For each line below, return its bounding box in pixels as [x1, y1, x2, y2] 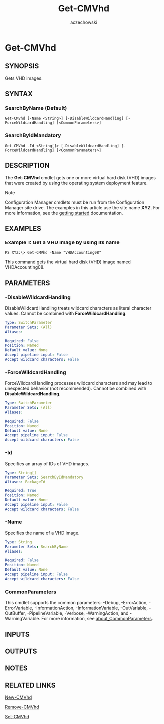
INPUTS [5, 630, 30, 639]
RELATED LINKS [5, 681, 56, 689]
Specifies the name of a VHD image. [5, 530, 80, 536]
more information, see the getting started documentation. [5, 210, 123, 216]
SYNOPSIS [5, 62, 39, 70]
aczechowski [70, 19, 97, 25]
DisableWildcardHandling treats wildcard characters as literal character [5, 305, 152, 311]
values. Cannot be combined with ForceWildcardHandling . [5, 310, 127, 316]
